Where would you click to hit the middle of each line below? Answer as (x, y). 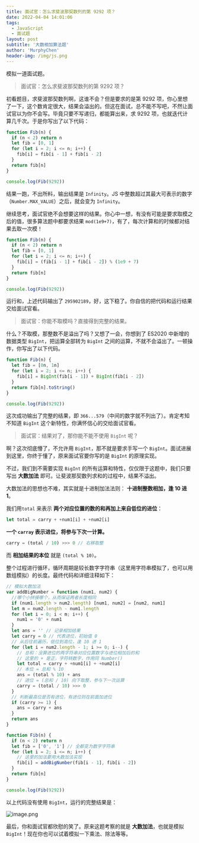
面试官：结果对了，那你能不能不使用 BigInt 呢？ (79, 436)
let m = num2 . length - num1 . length (55, 609)
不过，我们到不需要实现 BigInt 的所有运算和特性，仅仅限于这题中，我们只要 (99, 468)
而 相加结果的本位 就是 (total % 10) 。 (53, 555)
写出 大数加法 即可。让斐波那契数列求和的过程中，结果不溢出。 (83, 476)
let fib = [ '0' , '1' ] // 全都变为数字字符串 (63, 746)
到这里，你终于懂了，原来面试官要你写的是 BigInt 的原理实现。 (83, 456)
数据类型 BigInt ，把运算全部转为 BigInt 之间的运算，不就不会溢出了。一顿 (97, 341)
